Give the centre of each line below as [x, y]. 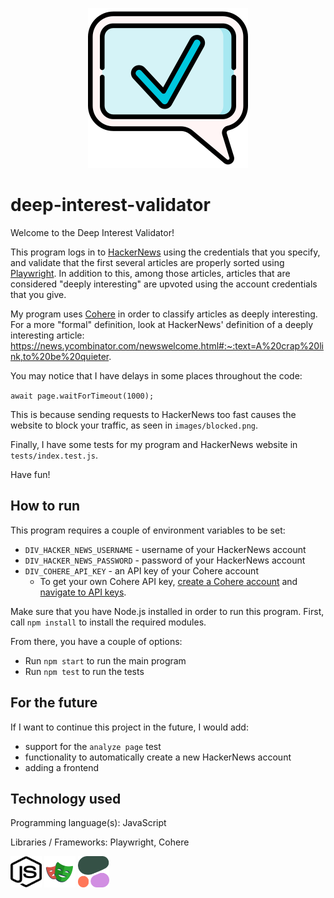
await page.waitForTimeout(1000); [82, 396]
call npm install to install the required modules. [108, 622]
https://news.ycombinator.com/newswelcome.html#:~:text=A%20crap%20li [167, 345]
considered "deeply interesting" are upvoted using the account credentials [164, 284]
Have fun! [30, 474]
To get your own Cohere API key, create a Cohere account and [168, 581]
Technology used [66, 798]
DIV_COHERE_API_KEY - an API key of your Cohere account [141, 570]
